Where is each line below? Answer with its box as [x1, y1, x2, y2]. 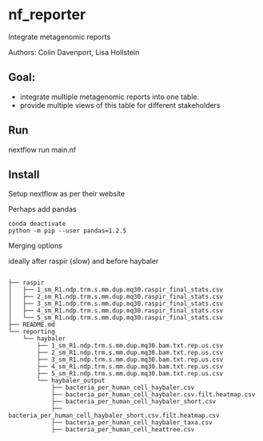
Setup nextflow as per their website [8, 189, 126, 199]
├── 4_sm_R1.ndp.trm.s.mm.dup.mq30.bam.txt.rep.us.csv [37, 363, 224, 371]
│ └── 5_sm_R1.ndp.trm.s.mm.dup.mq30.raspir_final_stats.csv [8, 314, 224, 322]
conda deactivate [8, 220, 66, 228]
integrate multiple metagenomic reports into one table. [19, 92, 200, 101]
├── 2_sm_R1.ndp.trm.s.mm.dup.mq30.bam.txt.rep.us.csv [37, 349, 224, 357]
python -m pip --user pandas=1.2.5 [8, 227, 127, 235]
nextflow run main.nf [8, 145, 77, 154]
